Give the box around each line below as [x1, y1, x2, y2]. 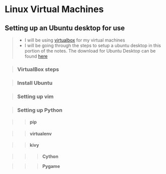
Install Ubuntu [17, 79, 52, 86]
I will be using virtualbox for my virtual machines [24, 37, 126, 43]
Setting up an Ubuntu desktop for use [5, 24, 125, 32]
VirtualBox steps [17, 66, 59, 73]
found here [24, 53, 48, 59]
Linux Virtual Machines [5, 4, 104, 15]
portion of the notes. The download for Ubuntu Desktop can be [24, 48, 156, 54]
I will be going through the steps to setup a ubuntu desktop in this [24, 42, 161, 49]
